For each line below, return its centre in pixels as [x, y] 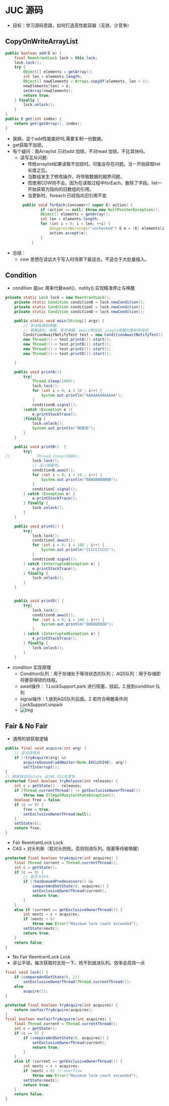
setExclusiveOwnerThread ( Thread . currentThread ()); [77, 982]
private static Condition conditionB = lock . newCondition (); [79, 303]
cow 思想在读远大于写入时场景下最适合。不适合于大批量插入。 [84, 259]
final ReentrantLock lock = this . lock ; [56, 58]
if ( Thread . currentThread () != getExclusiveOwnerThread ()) [77, 791]
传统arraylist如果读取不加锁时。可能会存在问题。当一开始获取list [94, 164]
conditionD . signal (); [55, 559]
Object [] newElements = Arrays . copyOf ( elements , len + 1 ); [87, 81]
